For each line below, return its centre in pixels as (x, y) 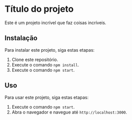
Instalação (21, 38)
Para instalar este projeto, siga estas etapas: (49, 50)
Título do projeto (39, 9)
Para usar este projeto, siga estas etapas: (47, 97)
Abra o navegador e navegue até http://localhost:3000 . (69, 112)
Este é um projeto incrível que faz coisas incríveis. (55, 23)
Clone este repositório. (35, 60)
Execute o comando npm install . (45, 64)
